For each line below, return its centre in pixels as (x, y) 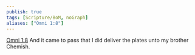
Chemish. (18, 47)
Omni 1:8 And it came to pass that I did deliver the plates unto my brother (97, 40)
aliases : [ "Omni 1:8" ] (35, 23)
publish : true (24, 12)
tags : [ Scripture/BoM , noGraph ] (47, 18)
